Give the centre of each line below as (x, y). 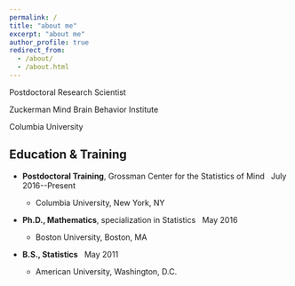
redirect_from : (37, 51)
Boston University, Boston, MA (91, 237)
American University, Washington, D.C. (106, 271)
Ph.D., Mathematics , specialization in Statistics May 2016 (130, 219)
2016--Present (48, 185)
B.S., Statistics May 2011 (70, 254)
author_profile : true (49, 42)
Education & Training (68, 155)
